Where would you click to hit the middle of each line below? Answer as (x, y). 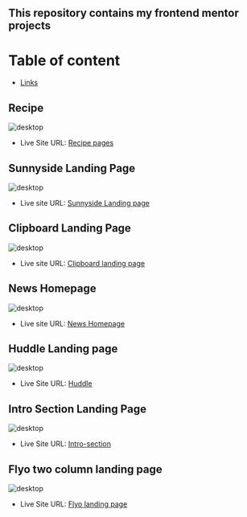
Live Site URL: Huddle (56, 384)
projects (30, 26)
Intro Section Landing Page (78, 409)
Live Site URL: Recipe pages (67, 143)
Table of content (64, 60)
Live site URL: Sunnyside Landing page (85, 203)
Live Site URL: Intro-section (65, 444)
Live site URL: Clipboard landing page (82, 263)
